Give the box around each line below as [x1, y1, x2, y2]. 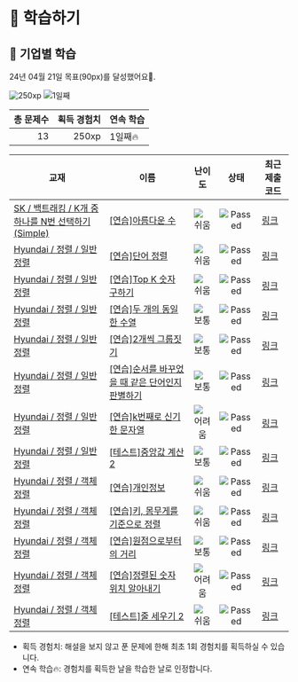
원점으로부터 [132, 535, 182, 546]
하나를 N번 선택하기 [13, 216, 91, 227]
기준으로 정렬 [109, 518, 161, 530]
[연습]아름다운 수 [109, 215, 176, 226]
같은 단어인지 [129, 376, 183, 388]
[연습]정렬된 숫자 [109, 569, 176, 581]
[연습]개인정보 [109, 482, 166, 493]
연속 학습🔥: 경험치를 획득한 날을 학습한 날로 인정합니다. [21, 663, 213, 674]
